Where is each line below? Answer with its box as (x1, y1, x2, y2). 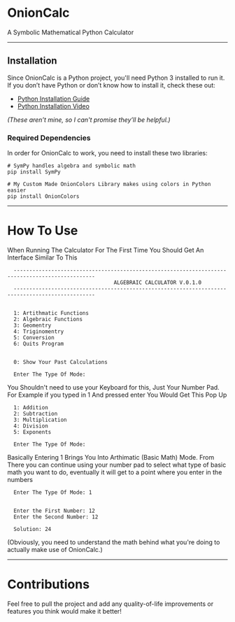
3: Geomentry (13, 322, 52, 329)
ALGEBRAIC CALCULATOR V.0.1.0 (113, 278, 201, 286)
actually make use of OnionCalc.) (7, 545, 103, 553)
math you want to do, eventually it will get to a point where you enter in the (7, 467, 222, 476)
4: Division (13, 422, 49, 430)
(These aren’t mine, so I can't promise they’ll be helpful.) (7, 115, 171, 124)
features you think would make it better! (7, 607, 122, 615)
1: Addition (13, 404, 49, 411)
